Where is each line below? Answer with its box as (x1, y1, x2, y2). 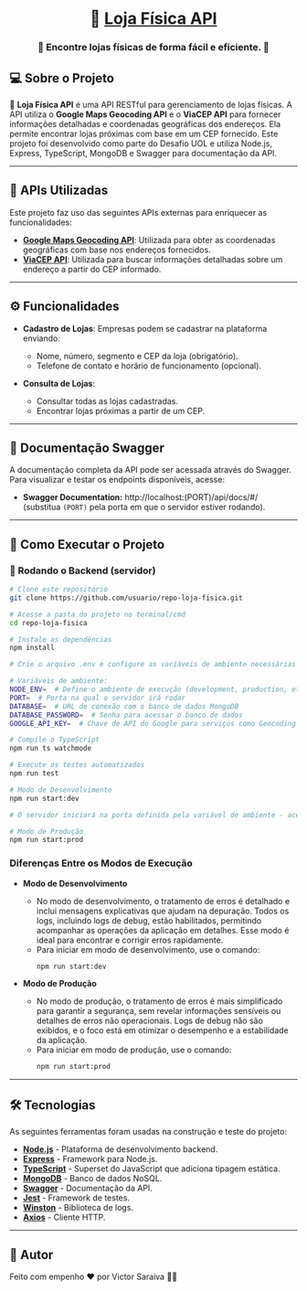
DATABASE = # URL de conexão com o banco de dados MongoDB (9, 701, 239, 711)
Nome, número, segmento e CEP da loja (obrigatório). (36, 350, 239, 361)
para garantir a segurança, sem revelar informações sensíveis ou (36, 1006, 281, 1017)
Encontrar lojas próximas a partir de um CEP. (36, 405, 206, 416)
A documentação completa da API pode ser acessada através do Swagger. (9, 464, 292, 475)
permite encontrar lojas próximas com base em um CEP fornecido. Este (9, 128, 279, 139)
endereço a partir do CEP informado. (22, 263, 162, 274)
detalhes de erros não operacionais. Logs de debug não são (36, 1015, 263, 1027)
